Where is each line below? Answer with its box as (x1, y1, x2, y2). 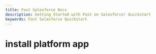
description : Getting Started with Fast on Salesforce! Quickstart (5, 12, 151, 17)
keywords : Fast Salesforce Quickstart (5, 16, 87, 21)
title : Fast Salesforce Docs (5, 7, 67, 12)
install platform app (5, 38, 89, 49)
